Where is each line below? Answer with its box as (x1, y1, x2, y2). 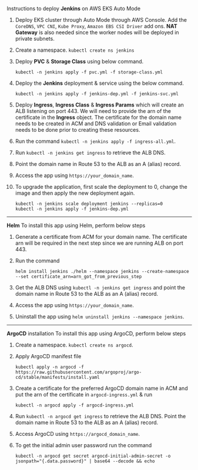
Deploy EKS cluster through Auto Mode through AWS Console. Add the (15, 16, 187, 23)
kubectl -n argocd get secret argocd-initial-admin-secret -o (15, 453, 171, 459)
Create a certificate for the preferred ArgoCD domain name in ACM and (15, 385, 188, 392)
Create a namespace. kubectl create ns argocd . (15, 341, 134, 348)
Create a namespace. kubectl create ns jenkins (15, 46, 135, 54)
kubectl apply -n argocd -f (15, 364, 84, 370)
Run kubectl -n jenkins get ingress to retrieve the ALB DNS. (15, 149, 166, 156)
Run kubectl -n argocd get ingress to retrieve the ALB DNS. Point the (15, 413, 186, 419)
